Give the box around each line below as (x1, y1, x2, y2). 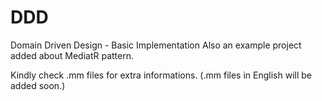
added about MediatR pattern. (10, 49, 135, 61)
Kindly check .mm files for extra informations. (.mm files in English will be (10, 69, 312, 81)
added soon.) (10, 79, 66, 91)
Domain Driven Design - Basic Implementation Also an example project (10, 39, 302, 51)
